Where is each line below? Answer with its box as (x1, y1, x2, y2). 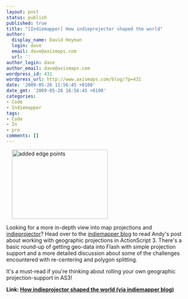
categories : (6, 93, 36, 99)
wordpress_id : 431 (6, 71, 52, 77)
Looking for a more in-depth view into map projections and (6, 223, 152, 231)
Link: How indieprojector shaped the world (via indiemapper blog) (6, 286, 175, 293)
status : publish (6, 15, 47, 21)
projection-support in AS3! (6, 274, 72, 281)
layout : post (6, 8, 39, 15)
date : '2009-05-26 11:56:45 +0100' (6, 82, 96, 88)
